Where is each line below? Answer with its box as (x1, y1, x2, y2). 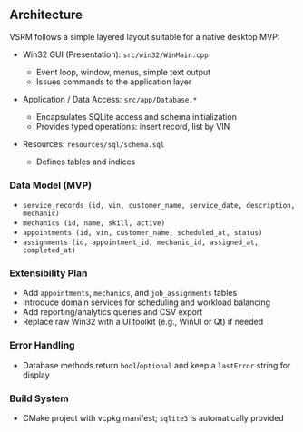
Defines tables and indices (35, 156, 136, 167)
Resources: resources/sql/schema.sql (22, 138, 165, 149)
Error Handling (9, 339, 75, 352)
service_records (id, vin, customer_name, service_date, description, (22, 201, 296, 211)
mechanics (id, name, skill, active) (22, 219, 166, 228)
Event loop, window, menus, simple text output (35, 66, 211, 77)
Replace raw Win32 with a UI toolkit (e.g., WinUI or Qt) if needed (22, 317, 264, 328)
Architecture (9, 7, 83, 23)
